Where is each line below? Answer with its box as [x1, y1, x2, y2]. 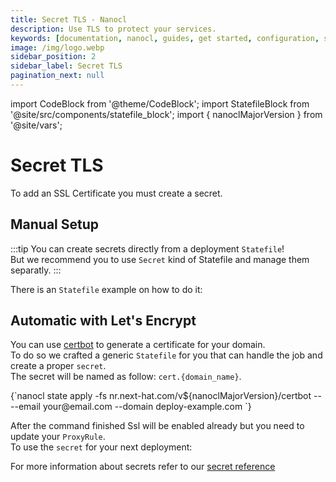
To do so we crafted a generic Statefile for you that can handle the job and [10, 349, 323, 361]
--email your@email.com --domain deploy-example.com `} [10, 401, 252, 413]
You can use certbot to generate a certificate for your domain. [10, 339, 266, 351]
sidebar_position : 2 [10, 52, 97, 62]
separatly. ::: [10, 264, 62, 276]
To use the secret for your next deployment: [10, 441, 193, 453]
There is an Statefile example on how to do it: [10, 283, 203, 295]
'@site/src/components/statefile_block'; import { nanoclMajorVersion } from [10, 108, 323, 120]
